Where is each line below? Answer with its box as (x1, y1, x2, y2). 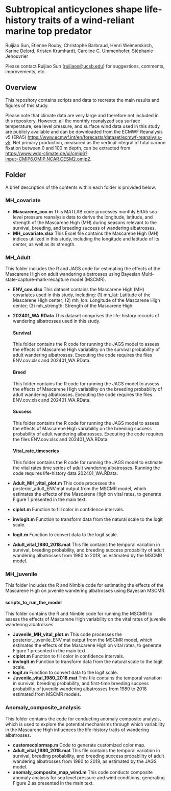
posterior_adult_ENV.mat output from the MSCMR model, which (12, 485, 146, 492)
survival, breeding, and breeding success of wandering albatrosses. (12, 225, 156, 231)
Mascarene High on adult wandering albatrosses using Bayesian (5, 271, 140, 277)
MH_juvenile (5, 570, 37, 578)
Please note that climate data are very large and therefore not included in (5, 112, 159, 118)
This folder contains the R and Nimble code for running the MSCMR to (5, 610, 153, 617)
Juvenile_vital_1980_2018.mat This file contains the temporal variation (12, 675, 162, 681)
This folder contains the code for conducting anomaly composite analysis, (5, 715, 161, 722)
